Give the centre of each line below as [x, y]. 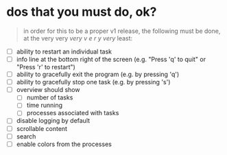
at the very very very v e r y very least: [78, 38]
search [26, 136]
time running [45, 105]
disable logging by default [53, 121]
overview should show [48, 90]
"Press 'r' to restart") [46, 67]
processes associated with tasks [73, 113]
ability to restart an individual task [64, 51]
